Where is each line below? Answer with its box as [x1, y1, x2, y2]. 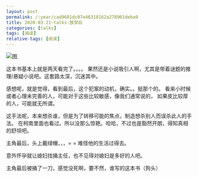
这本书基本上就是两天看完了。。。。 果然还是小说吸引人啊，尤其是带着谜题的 [6, 65, 186, 72]
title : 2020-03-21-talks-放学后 [6, 19, 83, 25]
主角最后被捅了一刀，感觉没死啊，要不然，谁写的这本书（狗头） [6, 165, 161, 171]
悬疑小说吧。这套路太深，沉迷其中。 [13, 73, 101, 79]
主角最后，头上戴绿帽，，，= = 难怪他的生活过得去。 [6, 139, 130, 146]
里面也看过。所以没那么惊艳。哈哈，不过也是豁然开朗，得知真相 [33, 120, 189, 126]
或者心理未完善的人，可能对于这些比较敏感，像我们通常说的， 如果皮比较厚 [6, 92, 189, 99]
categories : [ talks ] [6, 25, 57, 31]
